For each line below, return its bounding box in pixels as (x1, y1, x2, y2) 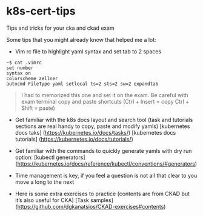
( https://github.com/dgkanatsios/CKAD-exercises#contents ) (15, 203, 166, 210)
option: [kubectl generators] (15, 154, 85, 161)
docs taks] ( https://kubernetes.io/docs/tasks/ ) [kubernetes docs (15, 129, 176, 136)
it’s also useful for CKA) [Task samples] (15, 196, 114, 204)
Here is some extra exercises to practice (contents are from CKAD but (15, 190, 190, 197)
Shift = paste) (21, 104, 56, 112)
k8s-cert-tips (6, 4, 76, 18)
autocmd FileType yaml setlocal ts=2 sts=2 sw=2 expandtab (6, 81, 159, 87)
